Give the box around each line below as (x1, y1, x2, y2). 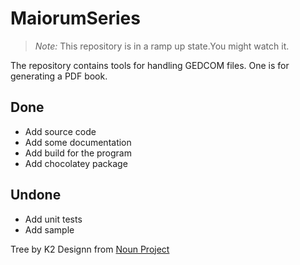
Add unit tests (24, 213, 83, 225)
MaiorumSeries (10, 7, 141, 30)
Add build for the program (24, 147, 132, 159)
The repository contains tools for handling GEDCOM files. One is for (10, 59, 290, 71)
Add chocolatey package (24, 157, 128, 169)
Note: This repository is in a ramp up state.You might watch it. (34, 40, 290, 52)
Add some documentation (24, 136, 132, 148)
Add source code (24, 125, 97, 137)
